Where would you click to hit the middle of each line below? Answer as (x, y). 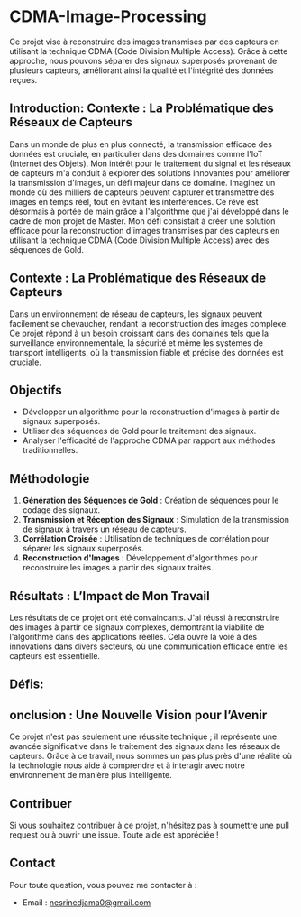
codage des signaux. (61, 510)
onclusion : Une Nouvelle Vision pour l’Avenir (138, 715)
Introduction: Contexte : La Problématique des (142, 109)
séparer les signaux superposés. (83, 549)
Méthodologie (50, 479)
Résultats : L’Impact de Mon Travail (109, 596)
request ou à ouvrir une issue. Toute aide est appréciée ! (114, 835)
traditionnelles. (50, 450)
